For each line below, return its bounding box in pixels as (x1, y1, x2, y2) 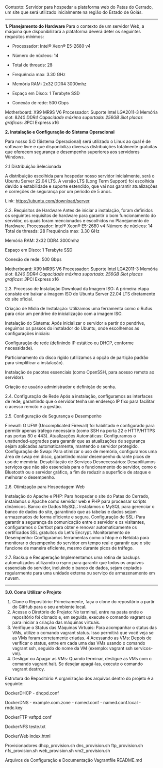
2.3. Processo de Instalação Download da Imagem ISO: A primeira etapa (5, 286, 149, 292)
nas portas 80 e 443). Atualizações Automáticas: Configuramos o (5, 433, 136, 438)
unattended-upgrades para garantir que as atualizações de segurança (5, 438, 146, 444)
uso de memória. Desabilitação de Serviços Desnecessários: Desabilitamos (5, 459, 156, 465)
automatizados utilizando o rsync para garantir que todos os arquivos (5, 560, 144, 565)
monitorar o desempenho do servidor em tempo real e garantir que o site (5, 540, 151, 546)
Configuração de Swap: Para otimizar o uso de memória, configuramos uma (5, 449, 157, 454)
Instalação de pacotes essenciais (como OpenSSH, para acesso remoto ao (5, 369, 155, 375)
